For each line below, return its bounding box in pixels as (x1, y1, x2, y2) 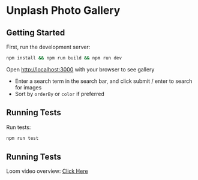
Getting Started (6, 28, 65, 38)
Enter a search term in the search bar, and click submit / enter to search (14, 77, 193, 85)
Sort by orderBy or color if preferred (14, 90, 105, 97)
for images (14, 83, 42, 91)
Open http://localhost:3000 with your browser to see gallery (6, 65, 155, 73)
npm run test (6, 135, 39, 141)
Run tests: (6, 124, 31, 131)
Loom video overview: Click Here (6, 167, 88, 175)
